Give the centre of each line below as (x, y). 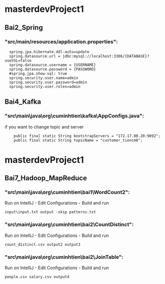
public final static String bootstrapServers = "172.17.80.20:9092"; (87, 136)
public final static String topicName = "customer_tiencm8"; (78, 140)
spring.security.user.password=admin (48, 82)
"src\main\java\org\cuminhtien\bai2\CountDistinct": (69, 224)
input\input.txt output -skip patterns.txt (50, 212)
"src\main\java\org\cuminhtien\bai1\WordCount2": (67, 192)
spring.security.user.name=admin (44, 78)
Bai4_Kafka (23, 102)
